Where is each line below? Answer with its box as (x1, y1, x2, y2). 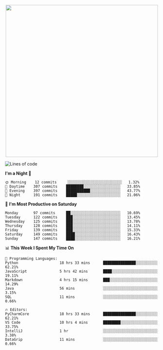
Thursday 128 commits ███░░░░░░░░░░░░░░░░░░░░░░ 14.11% (5, 223, 140, 228)
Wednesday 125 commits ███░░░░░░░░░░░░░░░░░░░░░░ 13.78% (5, 219, 140, 224)
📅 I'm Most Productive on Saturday (5, 201, 77, 207)
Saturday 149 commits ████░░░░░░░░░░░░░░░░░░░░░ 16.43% (5, 232, 140, 237)
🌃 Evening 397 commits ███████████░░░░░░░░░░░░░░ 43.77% (5, 188, 140, 193)
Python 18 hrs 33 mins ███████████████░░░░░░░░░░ (5, 260, 158, 265)
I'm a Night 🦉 (5, 170, 32, 176)
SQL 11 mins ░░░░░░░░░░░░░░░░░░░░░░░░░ (5, 295, 158, 299)
